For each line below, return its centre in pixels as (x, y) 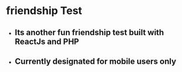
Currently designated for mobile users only (95, 61)
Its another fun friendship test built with (89, 32)
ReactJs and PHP (47, 41)
